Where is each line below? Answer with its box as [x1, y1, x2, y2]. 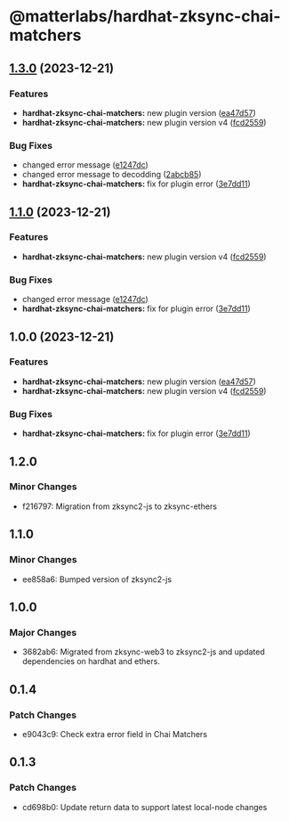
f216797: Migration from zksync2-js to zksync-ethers [21, 501, 218, 512]
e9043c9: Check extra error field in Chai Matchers [21, 728, 207, 739]
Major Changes [9, 626, 77, 638]
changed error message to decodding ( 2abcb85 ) [21, 169, 202, 180]
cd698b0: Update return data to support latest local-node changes [21, 801, 268, 812]
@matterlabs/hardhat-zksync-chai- [9, 6, 282, 27]
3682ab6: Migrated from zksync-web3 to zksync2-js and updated [21, 646, 265, 657]
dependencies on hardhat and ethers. [21, 656, 160, 667]
